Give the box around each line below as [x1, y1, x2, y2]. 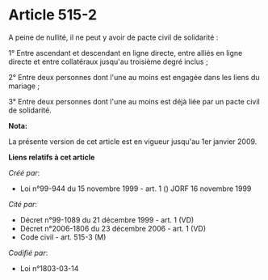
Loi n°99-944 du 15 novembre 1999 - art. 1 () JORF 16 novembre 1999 [19, 184, 252, 193]
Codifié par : [8, 248, 48, 257]
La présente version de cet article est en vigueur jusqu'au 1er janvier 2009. [8, 136, 258, 146]
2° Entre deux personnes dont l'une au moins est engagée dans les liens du [8, 72, 260, 82]
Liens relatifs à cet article [8, 152, 95, 162]
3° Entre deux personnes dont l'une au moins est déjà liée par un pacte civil [8, 96, 260, 106]
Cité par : [8, 199, 38, 209]
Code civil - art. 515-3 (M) [19, 232, 107, 242]
